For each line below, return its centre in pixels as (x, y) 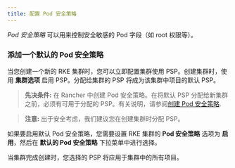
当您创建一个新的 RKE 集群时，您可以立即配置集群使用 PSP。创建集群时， (114, 71)
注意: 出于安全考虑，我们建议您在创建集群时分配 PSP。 (104, 118)
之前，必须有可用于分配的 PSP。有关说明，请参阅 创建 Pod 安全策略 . (123, 103)
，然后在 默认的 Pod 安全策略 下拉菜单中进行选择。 (87, 142)
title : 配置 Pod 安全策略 (42, 14)
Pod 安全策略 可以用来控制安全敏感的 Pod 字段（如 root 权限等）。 (102, 34)
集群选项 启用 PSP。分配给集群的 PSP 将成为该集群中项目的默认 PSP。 (118, 80)
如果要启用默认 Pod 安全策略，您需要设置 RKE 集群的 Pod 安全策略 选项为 (114, 134)
